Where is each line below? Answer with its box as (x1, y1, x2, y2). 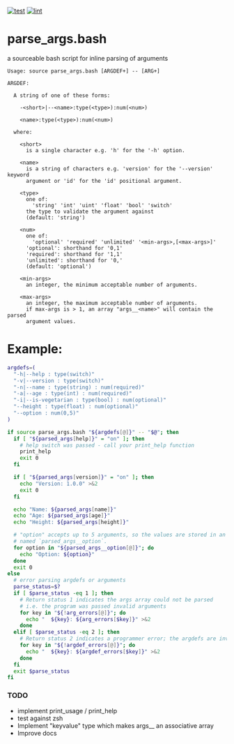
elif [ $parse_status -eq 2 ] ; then (13, 629, 120, 636)
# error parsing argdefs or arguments (13, 576, 127, 584)
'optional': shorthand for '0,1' (25, 244, 123, 251)
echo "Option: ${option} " (19, 551, 95, 558)
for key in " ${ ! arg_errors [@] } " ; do (19, 609, 127, 616)
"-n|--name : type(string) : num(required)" (13, 384, 145, 391)
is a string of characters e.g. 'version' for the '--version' (25, 165, 214, 172)
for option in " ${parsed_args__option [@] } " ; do (13, 544, 155, 551)
